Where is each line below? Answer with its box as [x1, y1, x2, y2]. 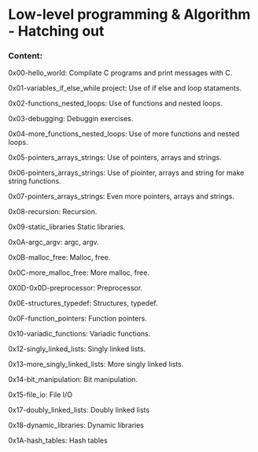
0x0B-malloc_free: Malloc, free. [8, 253, 111, 262]
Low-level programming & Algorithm [8, 6, 251, 24]
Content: [8, 50, 43, 61]
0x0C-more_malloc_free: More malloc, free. [8, 268, 149, 277]
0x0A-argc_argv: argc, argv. [8, 238, 100, 247]
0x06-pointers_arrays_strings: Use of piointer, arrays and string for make [8, 168, 245, 178]
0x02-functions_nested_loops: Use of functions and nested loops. [8, 98, 223, 108]
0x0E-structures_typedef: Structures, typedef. [8, 298, 158, 308]
